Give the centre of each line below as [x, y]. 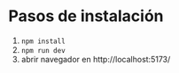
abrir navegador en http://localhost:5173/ [96, 59]
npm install [43, 41]
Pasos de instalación [86, 16]
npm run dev [43, 50]
